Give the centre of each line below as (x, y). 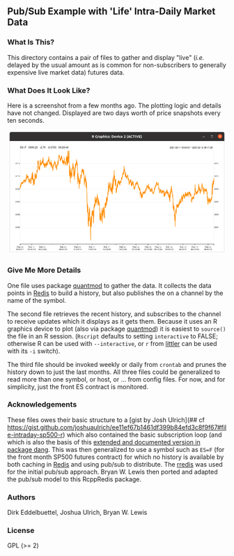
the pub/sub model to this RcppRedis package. (74, 479)
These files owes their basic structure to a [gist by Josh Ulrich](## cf (106, 420)
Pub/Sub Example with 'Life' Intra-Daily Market (111, 12)
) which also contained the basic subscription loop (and (142, 435)
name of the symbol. (37, 300)
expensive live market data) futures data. (66, 72)
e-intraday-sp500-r (35, 435)
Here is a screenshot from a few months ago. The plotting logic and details (114, 105)
